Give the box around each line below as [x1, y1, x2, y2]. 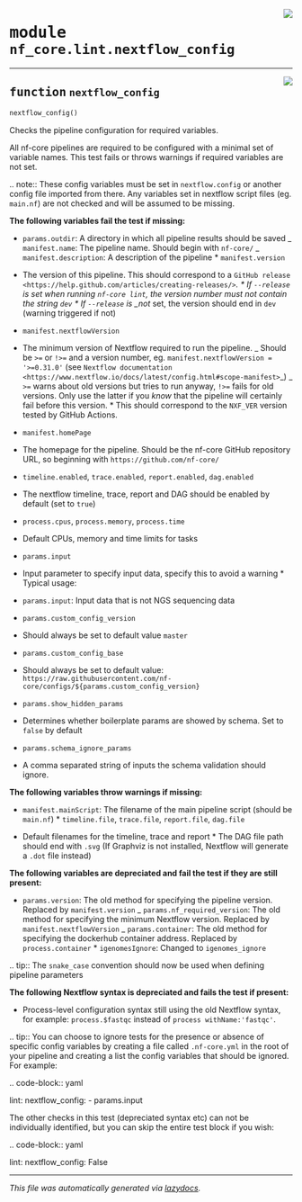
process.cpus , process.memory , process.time [22, 516, 185, 526]
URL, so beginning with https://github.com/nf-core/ [22, 453, 220, 464]
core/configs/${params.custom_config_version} [22, 682, 200, 691]
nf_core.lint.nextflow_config [9, 41, 235, 58]
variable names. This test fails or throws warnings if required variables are [9, 151, 284, 162]
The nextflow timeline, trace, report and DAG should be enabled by [22, 489, 271, 499]
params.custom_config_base [22, 649, 124, 658]
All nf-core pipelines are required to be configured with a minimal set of [9, 142, 274, 153]
